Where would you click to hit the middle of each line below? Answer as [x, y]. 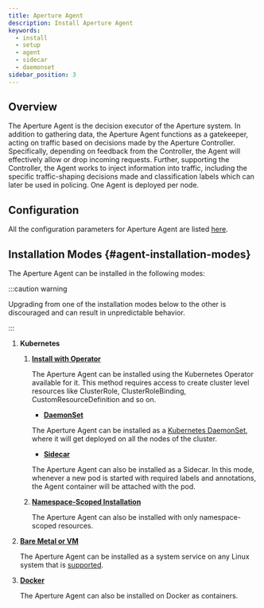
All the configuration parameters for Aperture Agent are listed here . [118, 229]
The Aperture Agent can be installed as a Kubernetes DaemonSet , [140, 431]
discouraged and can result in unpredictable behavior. [97, 313]
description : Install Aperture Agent [71, 23]
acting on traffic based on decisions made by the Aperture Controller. [122, 143]
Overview [33, 107]
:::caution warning [38, 289]
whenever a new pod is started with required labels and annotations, [144, 478]
